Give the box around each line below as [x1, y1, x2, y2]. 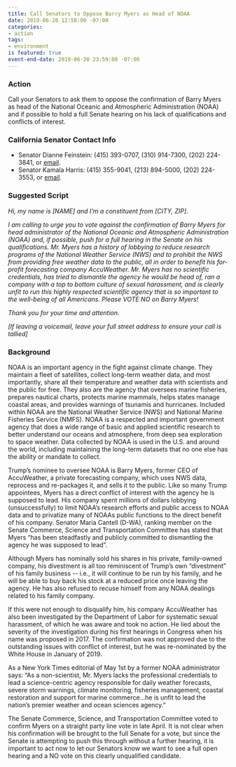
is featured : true [8, 50, 62, 57]
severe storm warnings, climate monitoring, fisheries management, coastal [8, 686, 223, 694]
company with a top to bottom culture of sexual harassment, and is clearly [8, 280, 224, 288]
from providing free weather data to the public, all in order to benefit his [8, 258, 216, 266]
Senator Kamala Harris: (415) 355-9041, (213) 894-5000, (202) [18, 166, 200, 174]
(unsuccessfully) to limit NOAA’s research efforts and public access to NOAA [8, 503, 229, 512]
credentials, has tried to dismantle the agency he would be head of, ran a [8, 272, 221, 281]
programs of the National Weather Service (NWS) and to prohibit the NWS [8, 250, 223, 258]
